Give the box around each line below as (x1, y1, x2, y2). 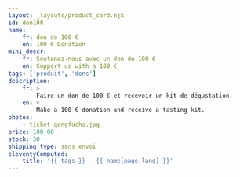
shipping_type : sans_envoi (8, 143, 96, 150)
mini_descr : (8, 48, 47, 56)
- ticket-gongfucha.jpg (22, 121, 100, 128)
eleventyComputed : (8, 150, 68, 157)
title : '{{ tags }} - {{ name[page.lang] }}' (22, 157, 174, 165)
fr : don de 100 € (22, 33, 79, 42)
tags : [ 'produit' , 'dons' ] (8, 70, 96, 78)
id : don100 (8, 19, 44, 27)
